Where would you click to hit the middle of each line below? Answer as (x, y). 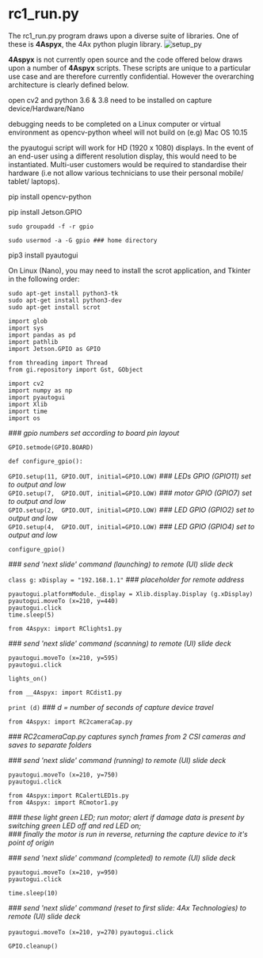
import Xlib (28, 404)
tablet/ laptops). (34, 181)
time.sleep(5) (32, 615)
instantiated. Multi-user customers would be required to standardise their (128, 164)
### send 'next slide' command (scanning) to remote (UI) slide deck (120, 643)
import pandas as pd (42, 335)
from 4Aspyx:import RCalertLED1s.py (69, 796)
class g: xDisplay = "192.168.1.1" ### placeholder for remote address (126, 579)
